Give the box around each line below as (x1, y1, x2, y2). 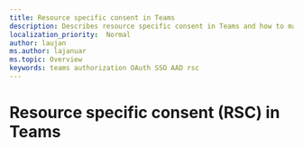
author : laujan (9, 38, 67, 48)
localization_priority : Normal (9, 30, 131, 39)
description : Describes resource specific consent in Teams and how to (9, 22, 284, 31)
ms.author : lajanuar (9, 47, 87, 56)
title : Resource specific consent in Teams (9, 13, 176, 23)
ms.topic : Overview (9, 55, 83, 64)
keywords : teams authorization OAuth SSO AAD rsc (9, 64, 200, 73)
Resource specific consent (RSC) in (9, 103, 280, 123)
